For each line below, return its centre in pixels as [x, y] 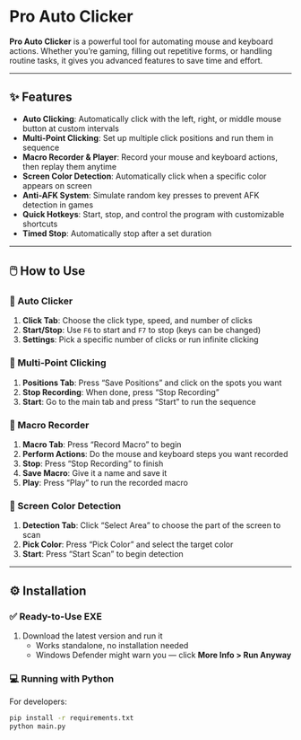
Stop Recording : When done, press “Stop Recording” [120, 392]
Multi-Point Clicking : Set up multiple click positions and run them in [148, 137]
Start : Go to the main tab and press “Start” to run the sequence [139, 401]
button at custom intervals [70, 128]
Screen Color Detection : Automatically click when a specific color [144, 176]
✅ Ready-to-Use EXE [56, 616]
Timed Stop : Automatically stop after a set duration [117, 233]
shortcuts [40, 224]
